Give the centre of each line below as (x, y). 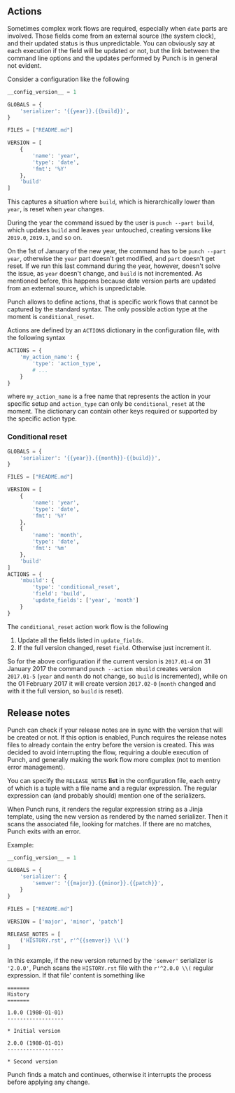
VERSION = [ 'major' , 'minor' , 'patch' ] (65, 922)
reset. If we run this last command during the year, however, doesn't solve (114, 266)
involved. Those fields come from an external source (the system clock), (112, 36)
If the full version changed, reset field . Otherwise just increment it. (114, 647)
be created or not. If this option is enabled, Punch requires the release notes (117, 737)
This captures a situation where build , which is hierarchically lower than (111, 202)
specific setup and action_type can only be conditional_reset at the (106, 404)
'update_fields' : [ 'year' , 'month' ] (86, 600)
